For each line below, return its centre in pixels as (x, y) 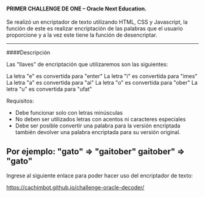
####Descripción (28, 52)
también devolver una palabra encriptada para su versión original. (98, 132)
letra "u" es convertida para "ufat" (49, 89)
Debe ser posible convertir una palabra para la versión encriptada (98, 126)
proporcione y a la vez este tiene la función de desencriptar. (82, 35)
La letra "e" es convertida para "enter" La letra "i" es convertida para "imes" (102, 76)
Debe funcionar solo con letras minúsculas (69, 113)
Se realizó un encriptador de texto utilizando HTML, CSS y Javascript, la (97, 22)
